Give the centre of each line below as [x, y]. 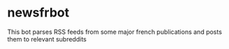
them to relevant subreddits [47, 39]
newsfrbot [39, 13]
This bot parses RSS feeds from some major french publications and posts [115, 32]
